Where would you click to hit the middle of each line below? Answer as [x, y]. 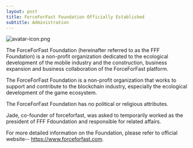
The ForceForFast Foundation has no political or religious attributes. [87, 104]
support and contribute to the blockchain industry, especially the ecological [97, 87]
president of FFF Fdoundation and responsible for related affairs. [84, 122]
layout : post [22, 11]
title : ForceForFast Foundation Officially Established [75, 17]
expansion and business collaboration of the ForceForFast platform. [87, 69]
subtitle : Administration [37, 22]
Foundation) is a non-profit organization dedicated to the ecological [87, 57]
